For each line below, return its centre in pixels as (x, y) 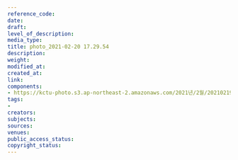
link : (15, 80)
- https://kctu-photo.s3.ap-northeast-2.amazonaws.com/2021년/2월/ (107, 93)
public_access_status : (41, 139)
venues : (19, 132)
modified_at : (27, 67)
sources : (20, 126)
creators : (22, 113)
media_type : (25, 40)
